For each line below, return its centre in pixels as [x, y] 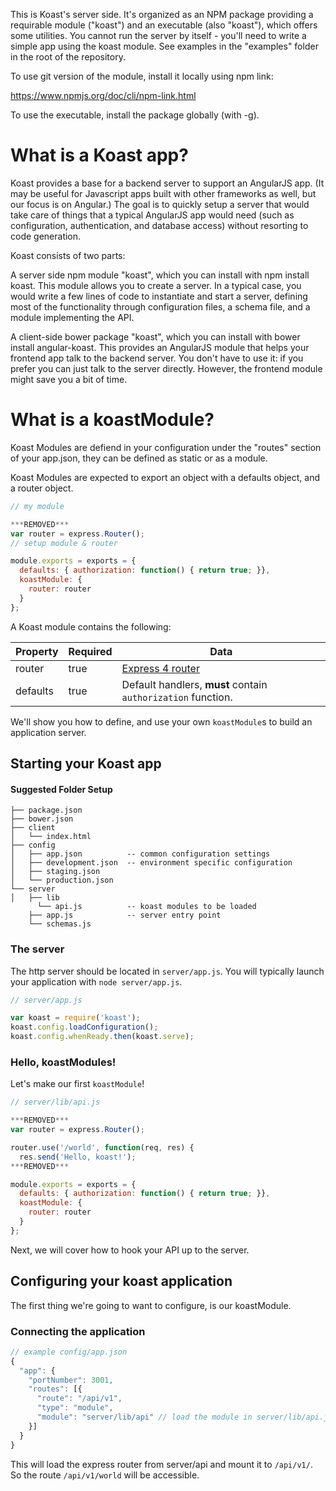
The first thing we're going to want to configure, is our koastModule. [151, 1305]
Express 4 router [160, 668]
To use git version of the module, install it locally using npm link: [142, 76]
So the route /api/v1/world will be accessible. [105, 1475]
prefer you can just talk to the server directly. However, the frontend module [166, 368]
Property [37, 651]
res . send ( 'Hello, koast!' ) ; [78, 1157]
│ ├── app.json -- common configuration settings [140, 854]
